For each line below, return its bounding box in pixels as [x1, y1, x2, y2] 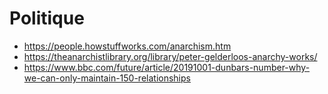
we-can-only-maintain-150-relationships [23, 72, 191, 84]
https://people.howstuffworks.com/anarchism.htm [23, 40, 232, 52]
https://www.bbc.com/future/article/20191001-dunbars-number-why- [23, 61, 311, 73]
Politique [9, 7, 85, 30]
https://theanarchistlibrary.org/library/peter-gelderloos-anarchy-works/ [23, 50, 318, 62]
